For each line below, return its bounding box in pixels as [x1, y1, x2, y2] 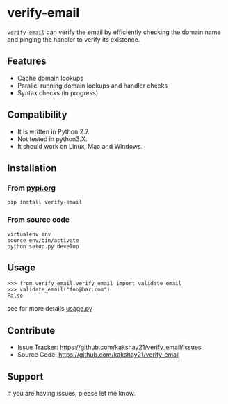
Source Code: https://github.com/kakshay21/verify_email [17, 350, 180, 359]
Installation [7, 162, 57, 174]
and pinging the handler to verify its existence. [7, 35, 140, 43]
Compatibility [7, 109, 67, 121]
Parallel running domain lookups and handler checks [17, 81, 168, 90]
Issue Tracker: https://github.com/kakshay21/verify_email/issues [17, 343, 202, 352]
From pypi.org [7, 183, 56, 193]
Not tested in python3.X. [17, 134, 88, 143]
